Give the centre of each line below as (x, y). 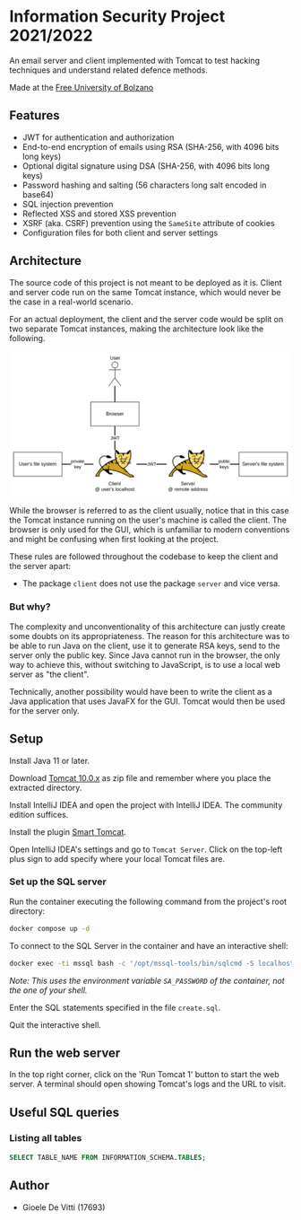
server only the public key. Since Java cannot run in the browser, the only (145, 655)
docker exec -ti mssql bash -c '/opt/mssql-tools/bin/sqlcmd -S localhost (152, 963)
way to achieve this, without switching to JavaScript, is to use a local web (145, 664)
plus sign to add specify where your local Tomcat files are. (117, 858)
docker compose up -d (50, 928)
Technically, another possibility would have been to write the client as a (141, 691)
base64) (38, 194)
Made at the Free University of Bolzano (82, 87)
